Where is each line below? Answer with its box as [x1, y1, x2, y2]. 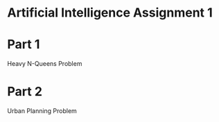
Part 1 [7, 37, 40, 53]
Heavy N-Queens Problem [7, 60, 82, 68]
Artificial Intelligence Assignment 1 [7, 5, 213, 21]
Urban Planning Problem [7, 107, 78, 115]
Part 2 [7, 84, 43, 100]
